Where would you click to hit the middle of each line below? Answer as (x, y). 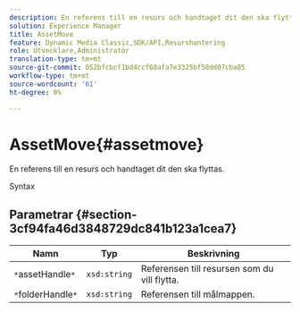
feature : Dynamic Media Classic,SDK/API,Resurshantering (117, 42)
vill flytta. (160, 280)
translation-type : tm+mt (55, 59)
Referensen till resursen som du (207, 269)
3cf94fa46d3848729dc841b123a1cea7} (123, 228)
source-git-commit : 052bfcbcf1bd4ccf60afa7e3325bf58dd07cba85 (127, 68)
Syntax (22, 186)
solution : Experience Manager (66, 26)
